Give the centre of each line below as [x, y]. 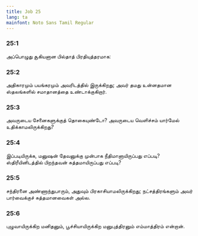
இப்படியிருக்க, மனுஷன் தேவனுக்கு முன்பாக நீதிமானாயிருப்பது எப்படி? [83, 155]
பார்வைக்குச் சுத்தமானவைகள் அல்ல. [48, 197]
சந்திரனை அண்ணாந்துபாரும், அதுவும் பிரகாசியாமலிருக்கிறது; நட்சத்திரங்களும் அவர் [100, 191]
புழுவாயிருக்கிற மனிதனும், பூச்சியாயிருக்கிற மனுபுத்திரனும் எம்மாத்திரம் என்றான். [95, 227]
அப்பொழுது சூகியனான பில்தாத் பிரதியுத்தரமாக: [59, 56]
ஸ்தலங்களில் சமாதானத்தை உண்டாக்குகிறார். [57, 91]
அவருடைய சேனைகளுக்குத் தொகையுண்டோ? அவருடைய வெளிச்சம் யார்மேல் [93, 120]
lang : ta [17, 17]
